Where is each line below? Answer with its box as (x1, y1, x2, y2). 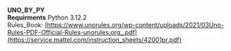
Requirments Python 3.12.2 (7, 13, 87, 22)
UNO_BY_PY (7, 6, 45, 14)
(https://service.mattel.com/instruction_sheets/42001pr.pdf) (7, 36, 182, 44)
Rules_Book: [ (7, 21, 47, 29)
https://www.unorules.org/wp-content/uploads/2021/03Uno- (47, 21, 225, 29)
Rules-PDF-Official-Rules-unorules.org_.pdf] (7, 28, 138, 36)
